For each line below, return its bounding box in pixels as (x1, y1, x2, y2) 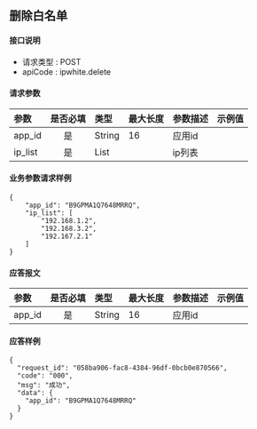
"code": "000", (17, 371, 74, 380)
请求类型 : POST (21, 56, 82, 67)
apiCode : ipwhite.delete (21, 66, 112, 77)
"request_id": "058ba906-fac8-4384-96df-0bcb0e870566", (17, 363, 228, 373)
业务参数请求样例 (9, 172, 72, 184)
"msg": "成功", (17, 381, 71, 390)
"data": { (17, 389, 53, 398)
